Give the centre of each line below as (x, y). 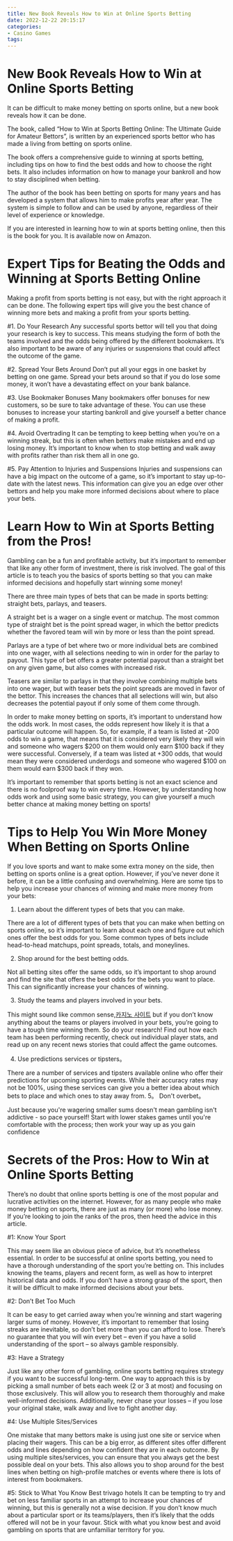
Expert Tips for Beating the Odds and (116, 264)
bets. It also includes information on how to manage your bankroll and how (114, 172)
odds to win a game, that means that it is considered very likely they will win (116, 739)
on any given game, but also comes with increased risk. (87, 667)
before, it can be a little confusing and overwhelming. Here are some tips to (115, 881)
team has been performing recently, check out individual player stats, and (113, 1037)
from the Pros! (49, 542)
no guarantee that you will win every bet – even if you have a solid (102, 1336)
